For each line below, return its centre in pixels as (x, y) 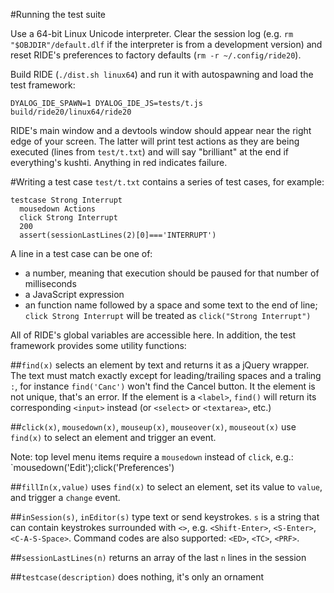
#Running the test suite (58, 14)
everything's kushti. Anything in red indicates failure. (119, 162)
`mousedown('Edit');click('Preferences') (92, 467)
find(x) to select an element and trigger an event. (113, 437)
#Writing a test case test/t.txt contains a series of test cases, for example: (167, 182)
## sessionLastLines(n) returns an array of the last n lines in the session (158, 557)
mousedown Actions (58, 209)
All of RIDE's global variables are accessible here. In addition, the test (153, 335)
